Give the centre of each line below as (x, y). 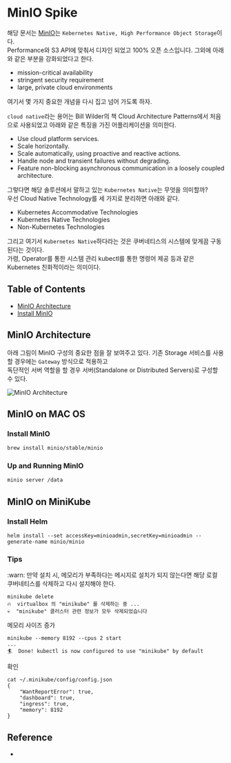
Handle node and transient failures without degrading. (94, 160)
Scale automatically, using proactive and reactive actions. (99, 153)
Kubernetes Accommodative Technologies (78, 212)
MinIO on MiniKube (49, 502)
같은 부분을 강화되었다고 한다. (54, 58)
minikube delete (30, 597)
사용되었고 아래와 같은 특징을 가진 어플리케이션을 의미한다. (98, 125)
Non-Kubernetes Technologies (61, 227)
